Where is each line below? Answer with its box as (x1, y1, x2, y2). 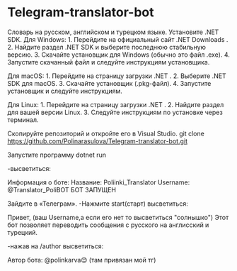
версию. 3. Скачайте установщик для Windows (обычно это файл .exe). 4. (7, 50, 230, 59)
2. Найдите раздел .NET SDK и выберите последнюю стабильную (7, 43, 207, 51)
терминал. (7, 115, 39, 124)
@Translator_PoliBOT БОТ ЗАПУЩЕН (7, 185, 117, 194)
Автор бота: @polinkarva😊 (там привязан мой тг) (7, 255, 156, 264)
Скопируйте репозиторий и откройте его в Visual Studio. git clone (7, 129, 205, 138)
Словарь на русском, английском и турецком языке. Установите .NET (7, 28, 219, 36)
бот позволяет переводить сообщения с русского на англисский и (7, 221, 209, 229)
